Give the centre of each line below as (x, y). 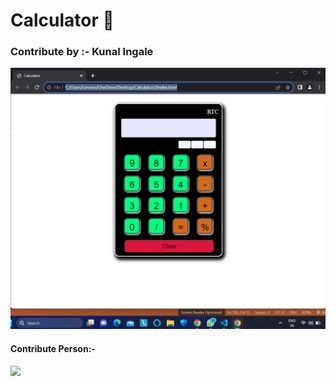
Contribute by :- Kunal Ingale (82, 52)
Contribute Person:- (53, 348)
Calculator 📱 (62, 20)
